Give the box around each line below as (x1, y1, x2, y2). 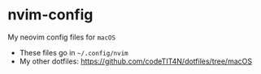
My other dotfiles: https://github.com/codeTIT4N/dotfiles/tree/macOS (19, 56, 253, 66)
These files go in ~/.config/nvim (19, 47, 128, 57)
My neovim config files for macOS (7, 32, 115, 42)
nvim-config (7, 6, 94, 24)
